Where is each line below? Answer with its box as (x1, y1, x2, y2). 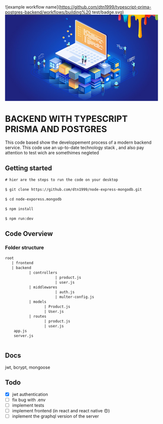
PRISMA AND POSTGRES (5, 123, 107, 135)
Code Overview (5, 229, 53, 237)
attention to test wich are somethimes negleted (5, 150, 99, 156)
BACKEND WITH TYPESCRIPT (5, 113, 128, 124)
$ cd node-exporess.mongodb (5, 197, 62, 202)
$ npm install (5, 206, 34, 212)
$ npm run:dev (5, 216, 34, 221)
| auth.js (55, 289, 75, 294)
